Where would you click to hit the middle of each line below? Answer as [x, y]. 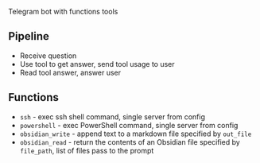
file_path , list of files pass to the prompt [87, 150]
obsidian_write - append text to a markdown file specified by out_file [136, 134]
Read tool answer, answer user [70, 72]
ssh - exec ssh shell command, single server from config [112, 116]
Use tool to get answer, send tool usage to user [97, 64]
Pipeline [29, 36]
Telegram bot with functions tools [63, 12]
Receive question [48, 56]
